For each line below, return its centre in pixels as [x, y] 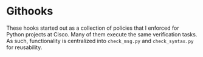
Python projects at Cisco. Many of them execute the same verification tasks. [102, 34]
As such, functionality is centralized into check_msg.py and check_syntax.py [100, 41]
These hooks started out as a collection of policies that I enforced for [93, 28]
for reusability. [24, 47]
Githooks [30, 11]
